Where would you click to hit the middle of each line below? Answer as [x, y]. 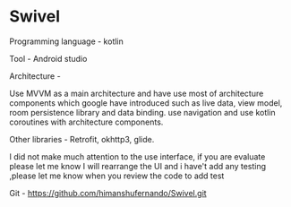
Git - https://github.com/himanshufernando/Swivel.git [108, 193]
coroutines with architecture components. [86, 122]
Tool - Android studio [48, 58]
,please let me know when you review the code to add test [117, 176]
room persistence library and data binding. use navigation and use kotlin [142, 112]
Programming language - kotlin [66, 41]
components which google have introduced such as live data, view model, [146, 103]
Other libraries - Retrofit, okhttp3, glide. [82, 139]
